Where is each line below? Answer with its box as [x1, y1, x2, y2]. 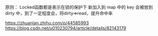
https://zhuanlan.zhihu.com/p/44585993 [5, 20, 89, 26]
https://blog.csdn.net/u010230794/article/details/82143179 [5, 25, 126, 31]
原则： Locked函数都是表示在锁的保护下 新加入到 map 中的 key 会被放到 [5, 4, 153, 10]
